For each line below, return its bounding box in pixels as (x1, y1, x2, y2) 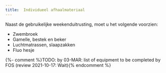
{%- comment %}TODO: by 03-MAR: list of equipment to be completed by (5, 56, 161, 63)
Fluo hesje (12, 47, 35, 53)
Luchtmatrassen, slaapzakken (12, 41, 75, 48)
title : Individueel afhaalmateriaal (5, 7, 85, 13)
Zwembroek (12, 31, 38, 37)
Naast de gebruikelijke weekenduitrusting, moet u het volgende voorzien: (5, 21, 158, 27)
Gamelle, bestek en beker (12, 36, 67, 42)
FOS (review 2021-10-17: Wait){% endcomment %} (5, 62, 111, 68)
